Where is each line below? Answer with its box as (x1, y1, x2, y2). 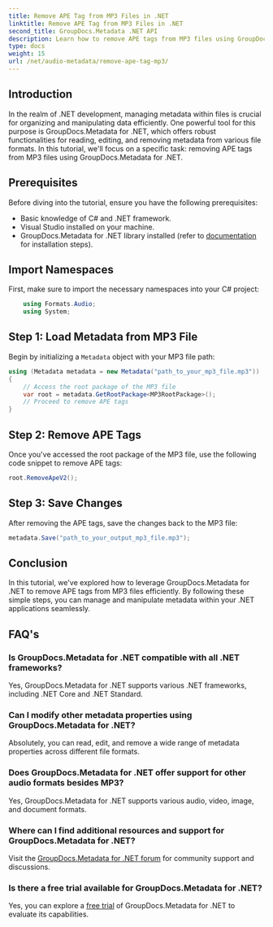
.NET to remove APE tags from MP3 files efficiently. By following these (8, 587, 245, 597)
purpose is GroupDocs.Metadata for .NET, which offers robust (8, 126, 217, 136)
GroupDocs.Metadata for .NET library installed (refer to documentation (19, 230, 258, 240)
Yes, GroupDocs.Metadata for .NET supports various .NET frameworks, (8, 680, 247, 690)
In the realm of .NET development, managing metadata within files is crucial (8, 109, 262, 119)
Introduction (8, 87, 73, 102)
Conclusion (8, 556, 68, 570)
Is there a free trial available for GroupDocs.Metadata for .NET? (8, 882, 262, 894)
